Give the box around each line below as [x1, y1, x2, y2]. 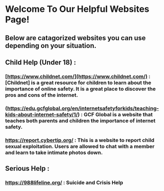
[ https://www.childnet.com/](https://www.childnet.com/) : [5, 73, 151, 80]
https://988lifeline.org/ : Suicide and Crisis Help [5, 179, 123, 186]
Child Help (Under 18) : [5, 58, 76, 66]
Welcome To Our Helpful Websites [5, 3, 150, 15]
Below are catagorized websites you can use [5, 34, 146, 42]
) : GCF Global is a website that [77, 111, 153, 118]
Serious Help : [5, 164, 50, 173]
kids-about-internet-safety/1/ [5, 111, 78, 118]
